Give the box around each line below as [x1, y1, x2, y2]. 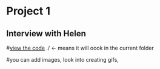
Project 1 [6, 4, 50, 18]
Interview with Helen [6, 28, 86, 39]
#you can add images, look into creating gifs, [6, 56, 119, 63]
